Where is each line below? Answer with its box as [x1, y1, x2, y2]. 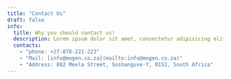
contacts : [13, 42, 41, 49]
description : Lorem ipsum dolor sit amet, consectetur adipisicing [13, 36, 211, 43]
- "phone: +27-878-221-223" [19, 49, 100, 56]
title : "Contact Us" [7, 10, 67, 17]
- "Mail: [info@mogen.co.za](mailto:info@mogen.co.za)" [19, 55, 184, 62]
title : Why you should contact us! [13, 29, 115, 36]
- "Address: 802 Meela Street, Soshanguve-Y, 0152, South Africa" [19, 61, 214, 68]
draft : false [7, 16, 45, 23]
